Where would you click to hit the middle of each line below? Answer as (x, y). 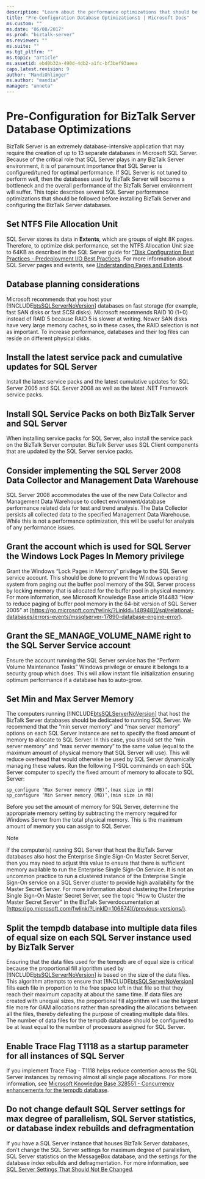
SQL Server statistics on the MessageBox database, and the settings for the (102, 1156)
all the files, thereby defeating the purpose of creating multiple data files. (98, 1014)
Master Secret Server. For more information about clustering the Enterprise (100, 889)
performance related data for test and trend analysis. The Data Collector (97, 508)
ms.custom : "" (24, 23)
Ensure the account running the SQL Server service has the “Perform (93, 660)
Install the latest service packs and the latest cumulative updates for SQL (98, 382)
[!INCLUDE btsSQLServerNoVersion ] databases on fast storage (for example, (102, 305)
